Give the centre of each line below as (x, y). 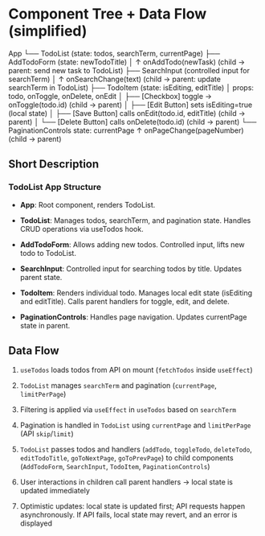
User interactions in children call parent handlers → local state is (126, 482)
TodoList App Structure (55, 188)
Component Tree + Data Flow (108, 14)
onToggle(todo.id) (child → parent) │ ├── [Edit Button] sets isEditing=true (130, 105)
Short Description (54, 165)
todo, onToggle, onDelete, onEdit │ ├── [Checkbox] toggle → (110, 96)
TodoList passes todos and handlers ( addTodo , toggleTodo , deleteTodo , (136, 449)
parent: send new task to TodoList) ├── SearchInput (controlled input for (129, 70)
